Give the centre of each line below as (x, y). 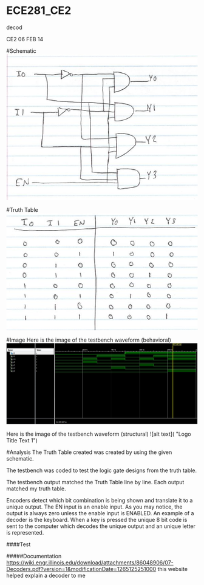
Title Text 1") (22, 440)
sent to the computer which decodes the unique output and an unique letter (101, 526)
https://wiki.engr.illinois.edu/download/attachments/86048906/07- (90, 563)
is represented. (25, 532)
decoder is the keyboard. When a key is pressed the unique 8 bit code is (97, 519)
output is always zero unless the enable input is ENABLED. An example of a (100, 513)
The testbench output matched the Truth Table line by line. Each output (95, 482)
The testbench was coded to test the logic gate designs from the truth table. (102, 470)
